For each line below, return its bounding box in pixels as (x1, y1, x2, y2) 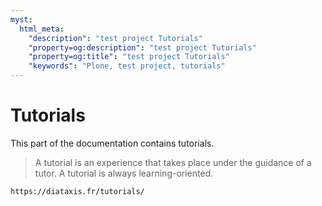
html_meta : (19, 24, 65, 34)
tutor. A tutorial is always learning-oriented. (34, 167, 214, 179)
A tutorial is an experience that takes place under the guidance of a (34, 156, 312, 168)
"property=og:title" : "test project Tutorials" (28, 52, 230, 62)
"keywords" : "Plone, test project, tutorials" (28, 61, 226, 71)
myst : (10, 14, 33, 25)
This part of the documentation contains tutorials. (10, 137, 215, 149)
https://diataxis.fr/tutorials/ (10, 186, 145, 196)
